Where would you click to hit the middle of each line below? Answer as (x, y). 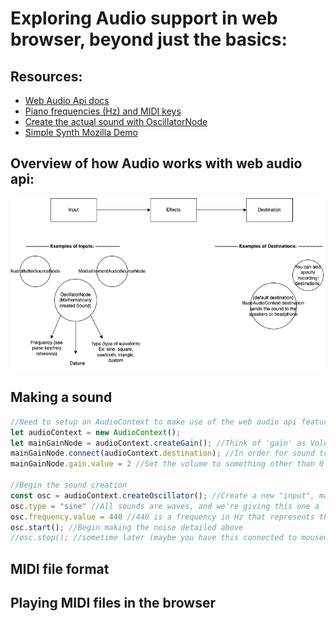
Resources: (46, 76)
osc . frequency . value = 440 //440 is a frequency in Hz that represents (162, 517)
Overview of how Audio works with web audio (156, 163)
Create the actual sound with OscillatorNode (116, 121)
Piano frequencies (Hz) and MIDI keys (103, 111)
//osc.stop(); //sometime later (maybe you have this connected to (154, 538)
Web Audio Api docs (67, 100)
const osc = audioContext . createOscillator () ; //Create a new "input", (162, 495)
